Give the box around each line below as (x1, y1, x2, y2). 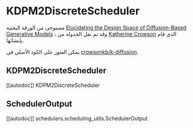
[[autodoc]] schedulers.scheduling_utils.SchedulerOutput (6, 115, 148, 122)
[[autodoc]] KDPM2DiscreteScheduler (6, 81, 100, 89)
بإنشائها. (6, 36, 25, 44)
